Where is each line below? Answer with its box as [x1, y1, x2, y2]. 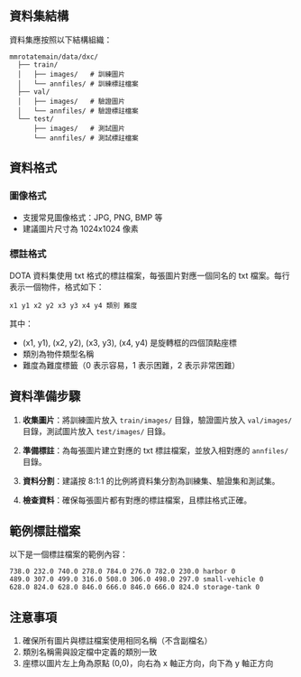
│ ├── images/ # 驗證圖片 [17, 97, 126, 106]
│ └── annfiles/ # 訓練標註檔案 [17, 79, 139, 88]
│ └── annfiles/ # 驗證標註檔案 [17, 107, 139, 116]
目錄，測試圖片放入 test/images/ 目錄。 [22, 425, 171, 436]
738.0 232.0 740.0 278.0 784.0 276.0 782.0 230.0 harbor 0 [9, 567, 236, 576]
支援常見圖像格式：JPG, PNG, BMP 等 [22, 211, 163, 223]
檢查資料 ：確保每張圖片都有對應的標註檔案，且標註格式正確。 [22, 495, 252, 505]
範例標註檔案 [9, 524, 81, 539]
